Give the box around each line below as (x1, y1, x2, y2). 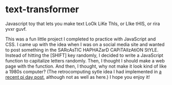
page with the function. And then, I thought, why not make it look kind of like (5, 63, 167, 69)
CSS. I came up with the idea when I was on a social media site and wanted (5, 41, 165, 47)
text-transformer (5, 4, 80, 15)
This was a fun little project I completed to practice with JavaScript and (5, 36, 156, 42)
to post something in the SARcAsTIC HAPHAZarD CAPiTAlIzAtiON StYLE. (5, 47, 159, 53)
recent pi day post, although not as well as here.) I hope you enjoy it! (5, 74, 150, 80)
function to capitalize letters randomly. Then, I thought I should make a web (5, 57, 165, 63)
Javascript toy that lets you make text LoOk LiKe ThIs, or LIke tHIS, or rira (5, 20, 160, 27)
